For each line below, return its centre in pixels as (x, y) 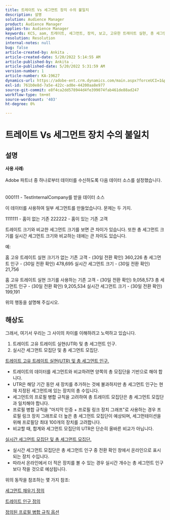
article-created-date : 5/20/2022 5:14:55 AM (53, 57)
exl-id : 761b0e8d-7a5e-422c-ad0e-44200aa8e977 (55, 85)
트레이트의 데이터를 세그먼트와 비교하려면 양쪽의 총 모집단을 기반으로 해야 (85, 371)
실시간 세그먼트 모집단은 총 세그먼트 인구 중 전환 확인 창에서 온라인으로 (82, 450)
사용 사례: (15, 169)
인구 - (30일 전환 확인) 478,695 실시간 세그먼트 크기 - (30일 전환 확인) (80, 264)
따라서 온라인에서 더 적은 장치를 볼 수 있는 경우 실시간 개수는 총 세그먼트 (83, 463)
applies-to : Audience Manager (37, 29)
